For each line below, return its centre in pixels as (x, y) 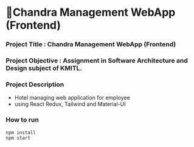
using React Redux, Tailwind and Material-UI (70, 104)
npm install (21, 132)
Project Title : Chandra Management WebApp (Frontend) (91, 44)
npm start (18, 138)
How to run (22, 120)
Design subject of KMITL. (44, 68)
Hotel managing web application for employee (72, 98)
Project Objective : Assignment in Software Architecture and (97, 61)
